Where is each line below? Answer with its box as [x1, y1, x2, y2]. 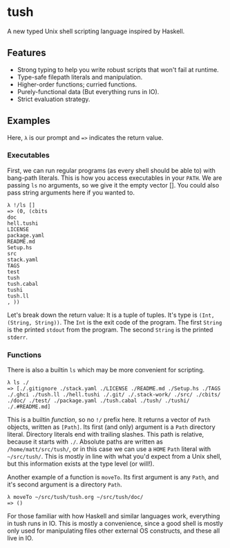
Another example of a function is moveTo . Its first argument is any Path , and [7, 473, 219, 482]
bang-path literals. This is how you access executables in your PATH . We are [7, 174, 222, 182]
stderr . [7, 333, 28, 341]
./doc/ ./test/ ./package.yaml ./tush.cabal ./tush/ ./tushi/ [7, 397, 190, 405]
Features [7, 47, 46, 59]
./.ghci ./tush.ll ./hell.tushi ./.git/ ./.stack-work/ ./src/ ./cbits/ [7, 392, 221, 399]
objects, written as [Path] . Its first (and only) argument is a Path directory [7, 423, 215, 431]
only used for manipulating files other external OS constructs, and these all [7, 527, 220, 535]
